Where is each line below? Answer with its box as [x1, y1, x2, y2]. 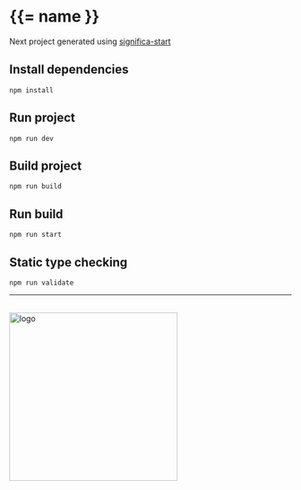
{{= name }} [9, 6, 100, 27]
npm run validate [9, 278, 74, 287]
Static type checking [9, 254, 128, 270]
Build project [9, 158, 82, 173]
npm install [9, 85, 54, 95]
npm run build [9, 182, 63, 191]
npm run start [9, 231, 63, 240]
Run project [9, 110, 76, 126]
